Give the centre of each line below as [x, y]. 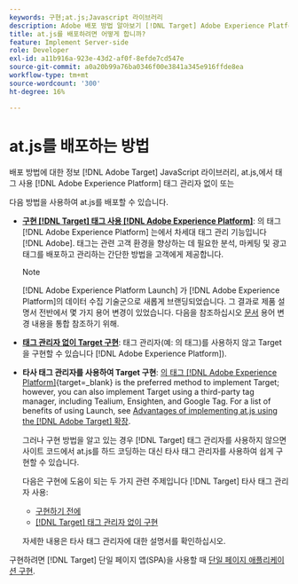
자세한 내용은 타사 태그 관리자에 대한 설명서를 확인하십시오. [124, 541]
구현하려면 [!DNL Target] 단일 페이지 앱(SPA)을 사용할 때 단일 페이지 [128, 560]
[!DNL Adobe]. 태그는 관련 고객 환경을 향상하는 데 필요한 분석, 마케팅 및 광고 [154, 243]
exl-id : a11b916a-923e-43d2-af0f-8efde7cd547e [97, 59]
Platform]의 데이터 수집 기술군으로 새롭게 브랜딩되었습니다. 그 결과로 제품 [149, 302]
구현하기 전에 [58, 511]
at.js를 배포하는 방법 [79, 146]
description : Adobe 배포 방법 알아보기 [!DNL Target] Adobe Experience [137, 26]
